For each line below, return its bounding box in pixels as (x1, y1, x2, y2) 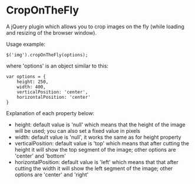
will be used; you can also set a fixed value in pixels (14, 127, 140, 134)
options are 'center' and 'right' (14, 171, 89, 178)
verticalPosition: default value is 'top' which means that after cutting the (14, 139, 190, 147)
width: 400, (16, 83, 46, 90)
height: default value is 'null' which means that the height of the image (14, 121, 186, 128)
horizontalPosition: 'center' (16, 94, 91, 100)
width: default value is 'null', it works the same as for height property (14, 133, 181, 140)
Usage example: (6, 41, 46, 48)
